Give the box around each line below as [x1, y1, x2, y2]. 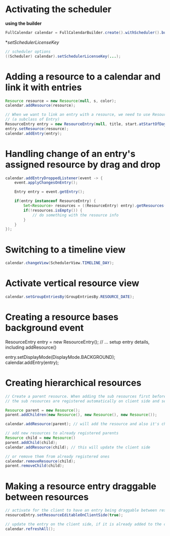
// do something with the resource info [32, 213, 119, 218]
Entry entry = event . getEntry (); [14, 189, 85, 194]
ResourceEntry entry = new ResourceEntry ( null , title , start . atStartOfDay [5, 121, 166, 127]
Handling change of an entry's [5, 148, 136, 159]
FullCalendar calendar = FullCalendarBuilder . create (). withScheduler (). [5, 30, 162, 35]
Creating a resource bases [5, 311, 119, 323]
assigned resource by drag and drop [5, 158, 161, 170]
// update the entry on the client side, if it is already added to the [5, 522, 162, 527]
